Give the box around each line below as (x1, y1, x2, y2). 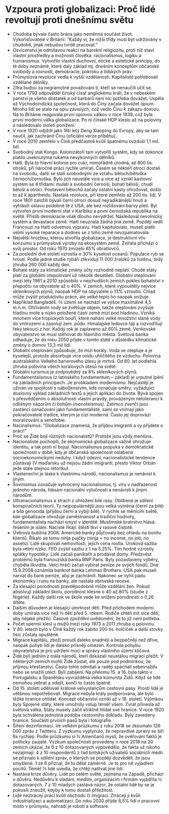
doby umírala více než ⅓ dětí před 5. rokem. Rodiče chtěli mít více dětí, (12, 610, 160, 616)
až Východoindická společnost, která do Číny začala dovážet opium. (12, 100, 155, 106)
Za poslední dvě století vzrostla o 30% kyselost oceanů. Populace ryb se (12, 251, 164, 257)
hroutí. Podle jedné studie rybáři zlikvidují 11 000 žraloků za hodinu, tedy (12, 256, 163, 262)
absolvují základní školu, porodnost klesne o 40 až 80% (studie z (12, 588, 148, 594)
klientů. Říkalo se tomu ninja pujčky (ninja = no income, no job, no (12, 535, 149, 541)
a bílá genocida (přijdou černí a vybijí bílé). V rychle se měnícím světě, (12, 508, 158, 514)
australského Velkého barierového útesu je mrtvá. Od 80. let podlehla (12, 358, 156, 364)
